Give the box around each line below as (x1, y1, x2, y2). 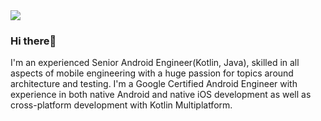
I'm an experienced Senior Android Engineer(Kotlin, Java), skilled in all (10, 57, 300, 69)
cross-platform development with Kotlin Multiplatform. (10, 99, 233, 111)
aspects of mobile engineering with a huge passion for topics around (10, 67, 294, 79)
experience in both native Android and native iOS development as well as (10, 89, 312, 101)
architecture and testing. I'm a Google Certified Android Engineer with (10, 78, 298, 90)
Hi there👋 (10, 34, 57, 48)
